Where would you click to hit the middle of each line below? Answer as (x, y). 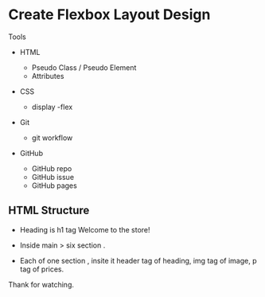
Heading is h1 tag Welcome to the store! (85, 229)
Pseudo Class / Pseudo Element (84, 67)
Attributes (48, 76)
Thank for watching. (41, 284)
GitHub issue (53, 177)
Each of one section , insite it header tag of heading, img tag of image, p (138, 260)
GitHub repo (52, 168)
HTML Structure (49, 211)
